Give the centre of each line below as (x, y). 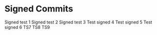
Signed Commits (39, 9)
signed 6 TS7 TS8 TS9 (27, 27)
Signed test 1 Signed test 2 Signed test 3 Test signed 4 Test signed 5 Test (78, 22)
